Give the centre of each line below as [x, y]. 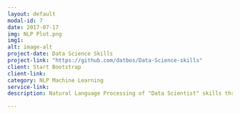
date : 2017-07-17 [33, 27]
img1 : [15, 41]
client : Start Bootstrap [44, 67]
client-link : [27, 73]
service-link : [29, 87]
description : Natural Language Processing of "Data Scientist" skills [115, 93]
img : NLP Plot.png [35, 34]
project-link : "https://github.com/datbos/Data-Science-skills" [105, 61]
